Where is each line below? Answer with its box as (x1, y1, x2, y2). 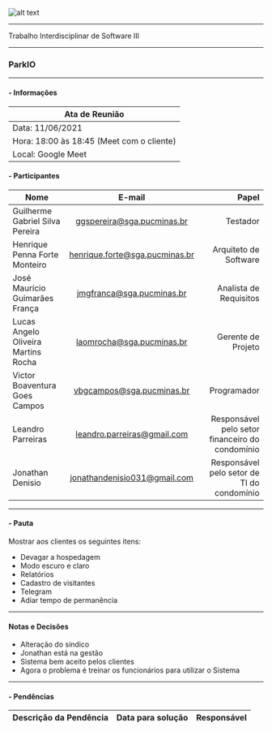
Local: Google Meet (12, 148, 87, 160)
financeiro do (209, 433, 260, 445)
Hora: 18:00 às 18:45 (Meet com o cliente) (12, 135, 176, 146)
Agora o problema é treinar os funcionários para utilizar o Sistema (19, 665, 240, 675)
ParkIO (8, 58, 36, 70)
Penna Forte (12, 248, 59, 260)
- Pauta (8, 518, 34, 528)
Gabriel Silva (12, 215, 61, 226)
